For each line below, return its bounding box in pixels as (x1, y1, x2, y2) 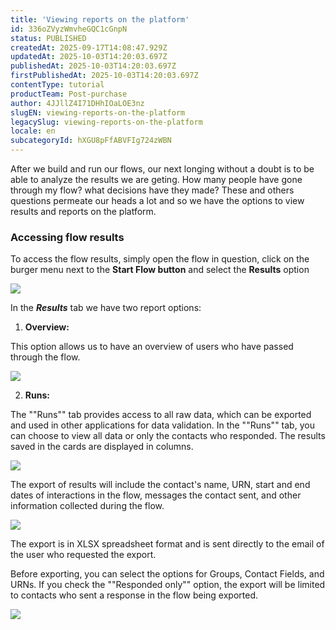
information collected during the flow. (10, 500, 165, 512)
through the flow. (10, 351, 81, 363)
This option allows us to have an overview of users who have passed (10, 341, 294, 353)
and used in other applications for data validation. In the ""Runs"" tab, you (10, 419, 315, 431)
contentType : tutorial (10, 80, 105, 90)
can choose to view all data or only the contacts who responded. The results (10, 430, 326, 442)
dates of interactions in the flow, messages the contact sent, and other (10, 489, 302, 501)
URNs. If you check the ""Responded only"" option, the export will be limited (10, 579, 326, 591)
